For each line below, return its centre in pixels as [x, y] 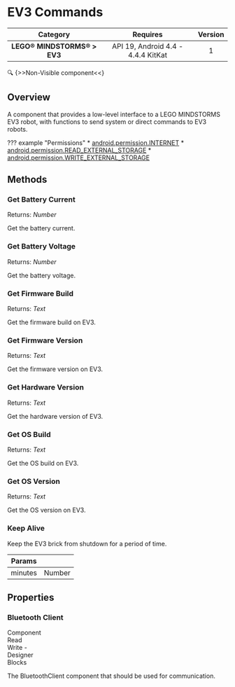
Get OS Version [34, 481]
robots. [17, 129]
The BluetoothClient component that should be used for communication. [111, 676]
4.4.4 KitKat [148, 55]
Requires [148, 34]
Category [54, 34]
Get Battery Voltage [41, 247]
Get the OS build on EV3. [43, 463]
